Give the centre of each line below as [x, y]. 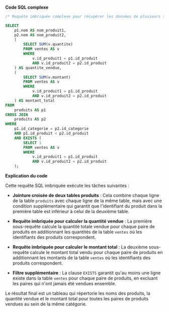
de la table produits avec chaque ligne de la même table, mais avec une [87, 201]
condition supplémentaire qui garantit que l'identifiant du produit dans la [87, 206]
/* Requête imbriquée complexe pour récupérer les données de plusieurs [83, 17]
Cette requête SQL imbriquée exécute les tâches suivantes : [67, 185]
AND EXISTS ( [28, 138]
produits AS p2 [30, 119]
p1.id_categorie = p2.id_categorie [52, 129]
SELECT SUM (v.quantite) [48, 44]
